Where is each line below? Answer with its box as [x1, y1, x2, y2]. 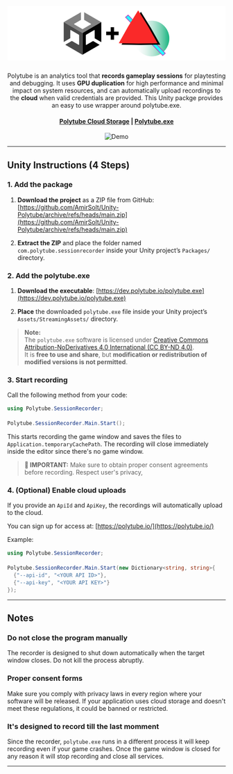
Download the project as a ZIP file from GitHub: [17, 195, 155, 204]
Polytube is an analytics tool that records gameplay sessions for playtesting [7, 72, 226, 80]
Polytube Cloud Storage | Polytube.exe [59, 117, 174, 125]
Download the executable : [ [17, 287, 98, 295]
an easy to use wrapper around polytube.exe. [51, 101, 182, 109]
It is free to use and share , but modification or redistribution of [24, 350, 207, 359]
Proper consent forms [7, 673, 83, 683]
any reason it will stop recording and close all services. [7, 752, 164, 760]
